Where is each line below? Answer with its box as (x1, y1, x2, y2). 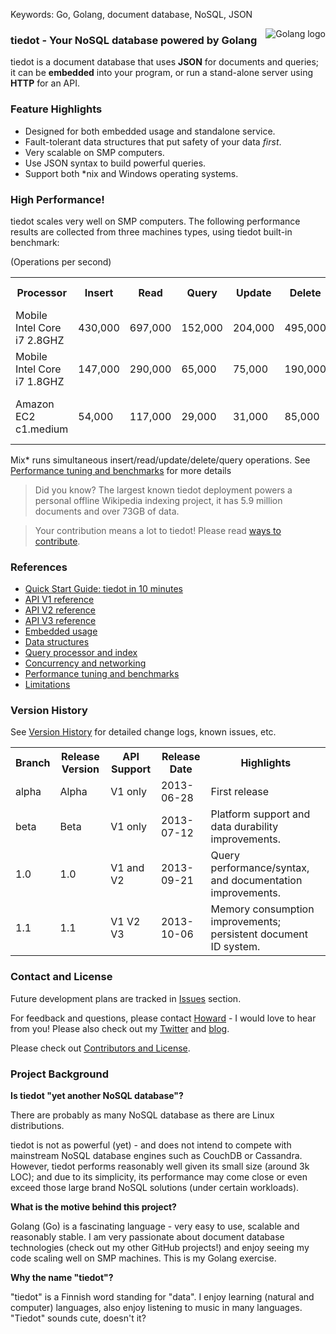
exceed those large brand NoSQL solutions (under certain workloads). (10, 1182, 300, 1194)
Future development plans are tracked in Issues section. (10, 992, 242, 1004)
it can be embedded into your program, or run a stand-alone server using (10, 67, 313, 79)
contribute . (34, 535, 81, 547)
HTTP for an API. (10, 77, 81, 89)
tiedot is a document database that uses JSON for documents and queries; (10, 56, 320, 68)
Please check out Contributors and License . (10, 1042, 191, 1054)
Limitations (24, 679, 71, 691)
